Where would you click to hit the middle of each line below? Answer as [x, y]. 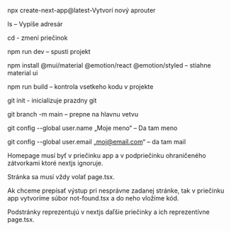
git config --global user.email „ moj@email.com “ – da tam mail [97, 142]
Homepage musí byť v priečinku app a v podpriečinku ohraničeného [107, 155]
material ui [23, 73]
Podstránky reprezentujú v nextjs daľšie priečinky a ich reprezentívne [109, 212]
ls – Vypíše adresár [35, 24]
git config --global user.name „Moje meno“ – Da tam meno [92, 128]
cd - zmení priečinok [38, 38]
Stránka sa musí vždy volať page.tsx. [61, 177]
